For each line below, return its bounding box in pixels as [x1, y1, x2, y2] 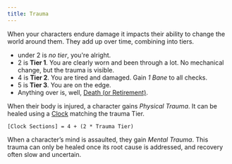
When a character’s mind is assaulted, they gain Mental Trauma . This [7, 135, 209, 144]
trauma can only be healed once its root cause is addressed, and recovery [7, 142, 224, 151]
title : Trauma [7, 10, 49, 18]
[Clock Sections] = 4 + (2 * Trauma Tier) [7, 122, 134, 130]
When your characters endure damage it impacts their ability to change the [7, 30, 226, 38]
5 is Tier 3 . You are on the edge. [17, 80, 111, 89]
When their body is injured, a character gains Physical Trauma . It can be [7, 101, 217, 110]
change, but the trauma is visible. [17, 65, 115, 74]
